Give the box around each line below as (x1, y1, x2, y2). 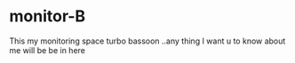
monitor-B (9, 6, 86, 27)
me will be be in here (9, 44, 86, 55)
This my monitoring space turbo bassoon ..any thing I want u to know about (9, 35, 286, 46)
